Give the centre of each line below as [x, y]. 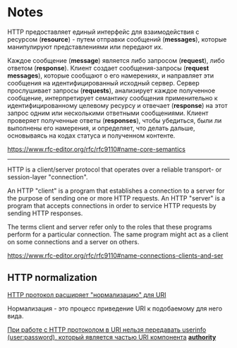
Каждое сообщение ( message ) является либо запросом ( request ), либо [116, 60]
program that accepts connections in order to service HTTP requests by [112, 205]
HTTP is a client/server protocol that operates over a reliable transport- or [115, 169]
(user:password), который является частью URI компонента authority [112, 337]
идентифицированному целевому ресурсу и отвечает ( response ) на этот [117, 105]
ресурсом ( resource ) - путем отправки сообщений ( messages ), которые [117, 39]
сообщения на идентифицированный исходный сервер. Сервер [103, 83]
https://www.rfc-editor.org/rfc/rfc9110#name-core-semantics [96, 149]
